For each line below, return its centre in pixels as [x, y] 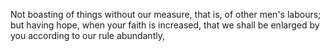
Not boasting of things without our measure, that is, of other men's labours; [166, 14]
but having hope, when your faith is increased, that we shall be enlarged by [165, 25]
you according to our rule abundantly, [87, 35]
